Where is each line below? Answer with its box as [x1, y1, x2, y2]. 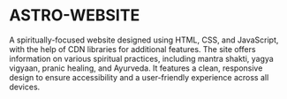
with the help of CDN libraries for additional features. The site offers [9, 43, 256, 54]
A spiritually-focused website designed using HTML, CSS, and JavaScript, [9, 34, 279, 45]
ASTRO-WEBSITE [9, 5, 140, 26]
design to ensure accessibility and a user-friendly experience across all [9, 72, 269, 82]
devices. [9, 81, 41, 92]
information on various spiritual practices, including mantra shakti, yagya [9, 53, 274, 64]
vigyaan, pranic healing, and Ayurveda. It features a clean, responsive [9, 63, 263, 73]
